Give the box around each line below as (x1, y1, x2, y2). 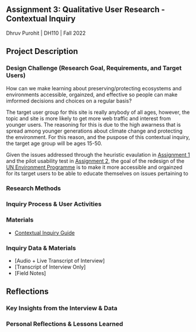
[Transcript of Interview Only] (14, 263, 86, 270)
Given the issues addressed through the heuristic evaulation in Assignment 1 (6, 151, 190, 158)
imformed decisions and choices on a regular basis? (6, 97, 132, 104)
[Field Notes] (14, 269, 46, 276)
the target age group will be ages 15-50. (6, 140, 102, 147)
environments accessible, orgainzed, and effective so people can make (6, 91, 178, 98)
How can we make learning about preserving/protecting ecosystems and (6, 84, 182, 92)
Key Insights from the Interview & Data (6, 304, 118, 313)
